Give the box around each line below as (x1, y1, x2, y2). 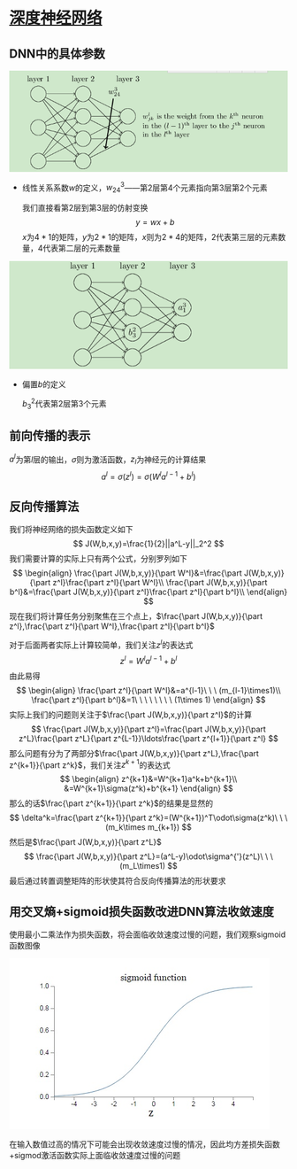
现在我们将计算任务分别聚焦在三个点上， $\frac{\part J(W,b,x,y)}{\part (9, 611, 263, 622)
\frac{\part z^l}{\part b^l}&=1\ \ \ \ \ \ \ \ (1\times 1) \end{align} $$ (30, 694, 266, 705)
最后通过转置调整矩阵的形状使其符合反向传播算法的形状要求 (9, 876, 226, 886)
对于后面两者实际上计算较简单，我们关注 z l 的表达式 (9, 639, 194, 651)
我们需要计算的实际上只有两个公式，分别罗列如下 (9, 554, 187, 564)
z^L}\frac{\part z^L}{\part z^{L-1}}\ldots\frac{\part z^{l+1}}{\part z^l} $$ (19, 732, 278, 744)
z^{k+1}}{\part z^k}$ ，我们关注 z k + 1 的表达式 (9, 758, 171, 770)
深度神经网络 (9, 8, 103, 28)
